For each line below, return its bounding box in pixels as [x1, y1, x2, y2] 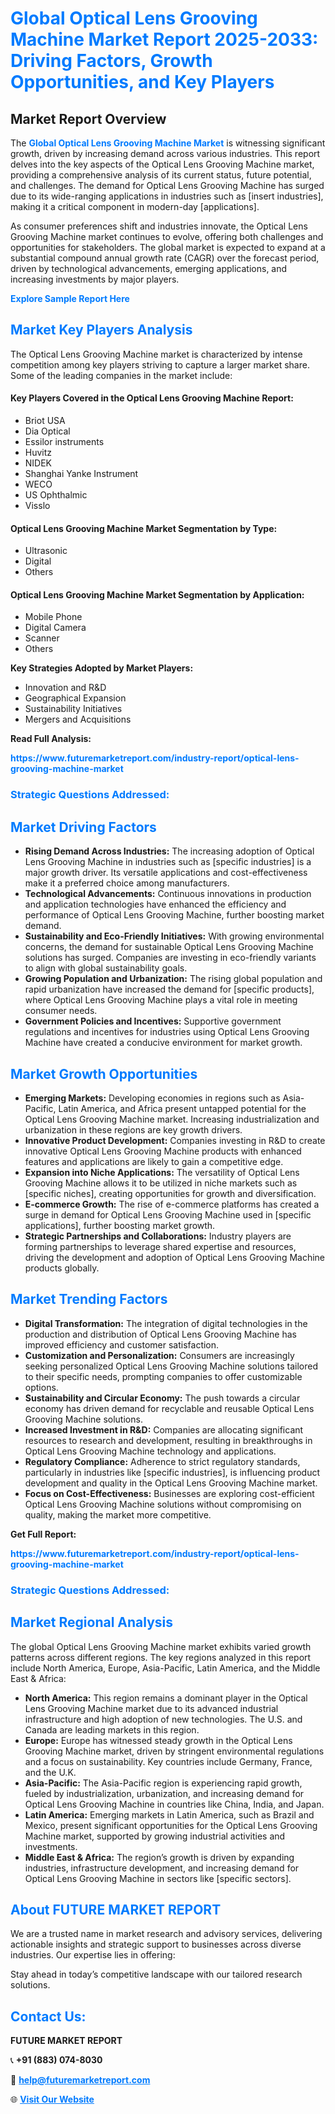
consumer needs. [24, 1005, 98, 1017]
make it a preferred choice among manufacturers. [24, 877, 230, 889]
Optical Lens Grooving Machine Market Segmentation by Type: [10, 522, 278, 534]
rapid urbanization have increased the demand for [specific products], [24, 983, 315, 996]
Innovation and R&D [24, 682, 107, 694]
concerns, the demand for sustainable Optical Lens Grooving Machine [24, 941, 314, 953]
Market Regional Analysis [10, 1614, 174, 1631]
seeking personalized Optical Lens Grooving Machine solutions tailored [24, 1360, 319, 1372]
